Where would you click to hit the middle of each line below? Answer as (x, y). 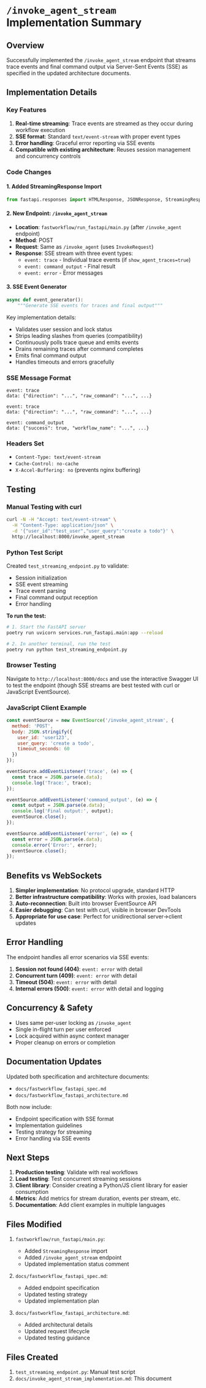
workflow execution (40, 130)
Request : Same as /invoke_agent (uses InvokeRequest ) (84, 246)
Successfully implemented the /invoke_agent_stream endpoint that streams (101, 60)
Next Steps (28, 1157)
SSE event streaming (42, 584)
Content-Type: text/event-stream (58, 457)
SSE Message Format (39, 378)
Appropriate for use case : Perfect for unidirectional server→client (99, 917)
